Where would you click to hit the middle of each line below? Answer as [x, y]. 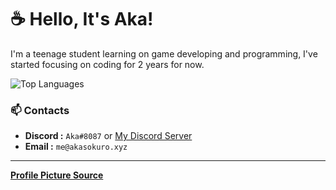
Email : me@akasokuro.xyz [76, 147]
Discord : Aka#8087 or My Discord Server [108, 136]
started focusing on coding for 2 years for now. [107, 64]
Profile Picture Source [57, 175]
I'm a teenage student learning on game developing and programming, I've [164, 53]
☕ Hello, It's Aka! [82, 19]
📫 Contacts [40, 110]
